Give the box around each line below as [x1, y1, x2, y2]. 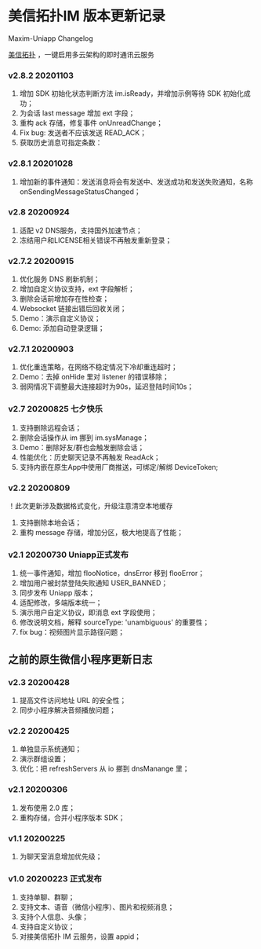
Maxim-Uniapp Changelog [8, 33, 94, 43]
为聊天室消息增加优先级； [19, 852, 103, 861]
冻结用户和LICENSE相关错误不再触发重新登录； [19, 235, 172, 244]
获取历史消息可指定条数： [19, 138, 103, 148]
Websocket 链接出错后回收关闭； [19, 304, 127, 313]
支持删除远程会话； [19, 423, 82, 432]
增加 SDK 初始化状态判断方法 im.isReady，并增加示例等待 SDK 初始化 [19, 89, 245, 98]
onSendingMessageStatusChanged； [19, 186, 141, 196]
